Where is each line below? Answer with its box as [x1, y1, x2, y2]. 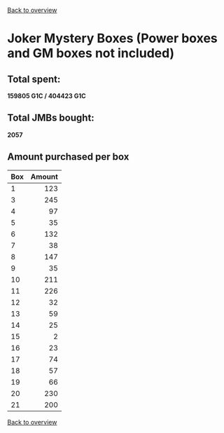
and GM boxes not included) [7, 46, 175, 62]
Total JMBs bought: [7, 112, 94, 124]
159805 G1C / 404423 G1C [7, 92, 86, 100]
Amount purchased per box [7, 151, 129, 163]
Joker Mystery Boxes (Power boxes [7, 31, 218, 46]
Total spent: [7, 73, 61, 85]
